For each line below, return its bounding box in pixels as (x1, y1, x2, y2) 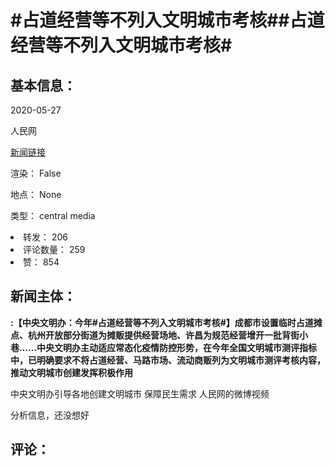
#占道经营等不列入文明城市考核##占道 (10, 9, 325, 32)
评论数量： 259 (23, 244, 86, 255)
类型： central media (10, 210, 96, 221)
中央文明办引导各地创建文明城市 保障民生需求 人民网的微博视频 (10, 387, 270, 400)
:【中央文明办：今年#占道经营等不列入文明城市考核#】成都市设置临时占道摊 (10, 316, 323, 328)
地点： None (10, 189, 62, 200)
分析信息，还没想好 (10, 409, 90, 421)
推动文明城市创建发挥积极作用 (10, 366, 133, 378)
